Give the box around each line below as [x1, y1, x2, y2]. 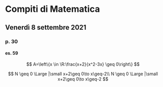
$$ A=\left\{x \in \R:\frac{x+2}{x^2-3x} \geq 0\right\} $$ [26, 61, 140, 67]
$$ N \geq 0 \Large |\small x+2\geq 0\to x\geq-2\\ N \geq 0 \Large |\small [8, 71, 158, 77]
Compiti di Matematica [5, 3, 100, 15]
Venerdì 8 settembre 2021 [5, 23, 86, 32]
